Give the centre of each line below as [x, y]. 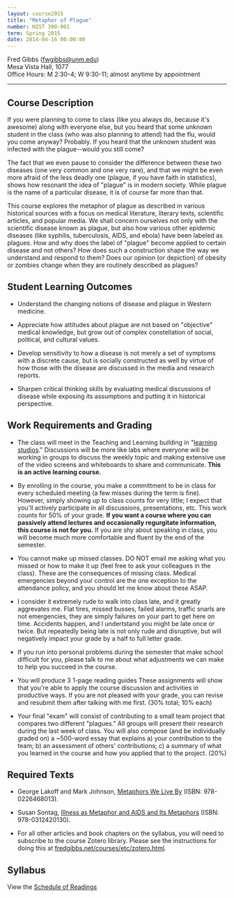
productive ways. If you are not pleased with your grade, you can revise [120, 695]
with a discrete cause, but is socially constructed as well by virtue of [115, 360]
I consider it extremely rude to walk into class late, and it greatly [109, 601]
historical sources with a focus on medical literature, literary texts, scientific [116, 213]
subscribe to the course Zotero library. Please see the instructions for [117, 841]
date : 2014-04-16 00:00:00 [46, 40]
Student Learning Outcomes [70, 287]
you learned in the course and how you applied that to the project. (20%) [122, 753]
